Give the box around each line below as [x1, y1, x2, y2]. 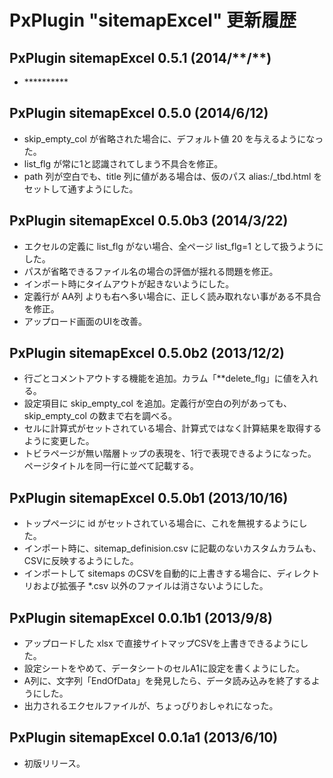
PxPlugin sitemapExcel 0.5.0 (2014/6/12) [9, 105, 269, 122]
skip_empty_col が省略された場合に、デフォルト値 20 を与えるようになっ [23, 132, 324, 145]
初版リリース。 [23, 757, 86, 769]
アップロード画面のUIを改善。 [23, 315, 147, 327]
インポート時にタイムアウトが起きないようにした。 [23, 277, 235, 290]
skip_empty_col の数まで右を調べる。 [23, 410, 177, 422]
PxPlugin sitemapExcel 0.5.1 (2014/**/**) [9, 49, 272, 66]
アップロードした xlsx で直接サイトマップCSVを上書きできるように [23, 637, 301, 650]
